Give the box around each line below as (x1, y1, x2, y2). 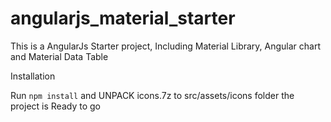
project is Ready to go (10, 100, 101, 112)
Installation (10, 70, 56, 82)
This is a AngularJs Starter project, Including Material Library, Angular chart (10, 40, 322, 52)
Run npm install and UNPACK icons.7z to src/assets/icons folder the (10, 89, 295, 101)
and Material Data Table (10, 50, 109, 62)
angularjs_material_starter (10, 7, 236, 30)
